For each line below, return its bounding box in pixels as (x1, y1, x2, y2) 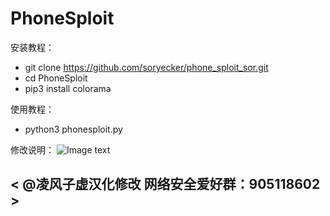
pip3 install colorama (24, 82, 112, 94)
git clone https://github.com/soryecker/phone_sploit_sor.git (24, 61, 269, 73)
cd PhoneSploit (24, 72, 88, 84)
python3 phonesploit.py (24, 123, 123, 135)
